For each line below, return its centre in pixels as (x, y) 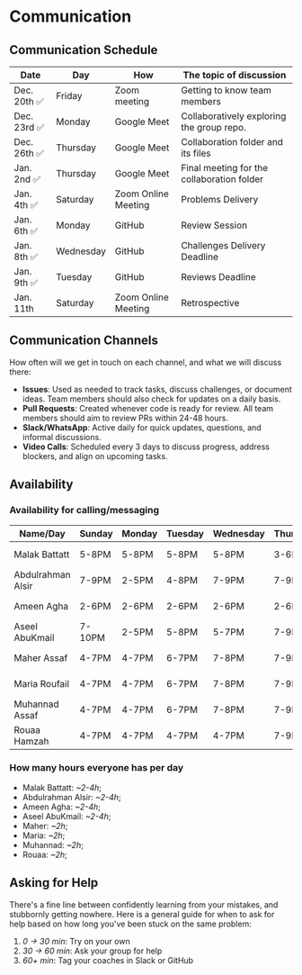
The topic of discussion (235, 75)
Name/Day (42, 533)
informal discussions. (62, 437)
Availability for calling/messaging (84, 510)
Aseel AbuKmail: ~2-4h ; (67, 816)
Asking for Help (54, 883)
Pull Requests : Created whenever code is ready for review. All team (148, 408)
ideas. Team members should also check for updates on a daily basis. (151, 399)
